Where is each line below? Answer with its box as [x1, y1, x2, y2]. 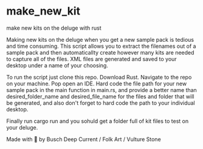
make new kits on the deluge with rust [6, 24, 101, 31]
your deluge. [6, 124, 38, 131]
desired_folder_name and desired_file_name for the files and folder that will [6, 93, 194, 100]
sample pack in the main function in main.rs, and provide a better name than [6, 86, 198, 93]
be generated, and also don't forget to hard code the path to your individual [6, 99, 196, 107]
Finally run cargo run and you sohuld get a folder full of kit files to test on [6, 117, 189, 125]
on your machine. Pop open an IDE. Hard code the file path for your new [6, 80, 187, 87]
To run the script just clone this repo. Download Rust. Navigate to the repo [6, 73, 192, 81]
